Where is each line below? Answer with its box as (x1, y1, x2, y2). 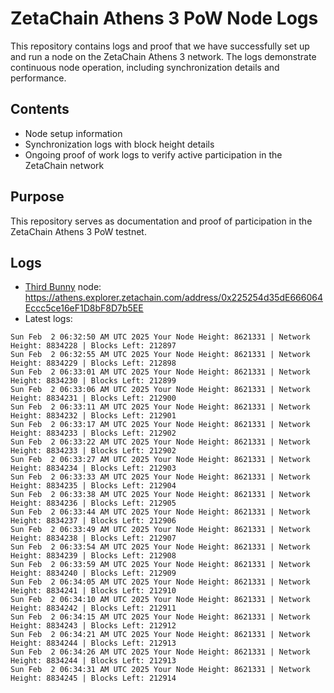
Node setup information (24, 127, 123, 139)
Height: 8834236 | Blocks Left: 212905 (10, 498, 177, 509)
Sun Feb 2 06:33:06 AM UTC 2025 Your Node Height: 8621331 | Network (10, 385, 311, 395)
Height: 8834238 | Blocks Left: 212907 (10, 533, 177, 544)
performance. (10, 72, 67, 84)
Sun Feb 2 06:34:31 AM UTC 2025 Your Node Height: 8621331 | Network (10, 665, 311, 675)
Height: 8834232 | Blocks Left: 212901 (10, 411, 177, 421)
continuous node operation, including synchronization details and (10, 61, 280, 73)
